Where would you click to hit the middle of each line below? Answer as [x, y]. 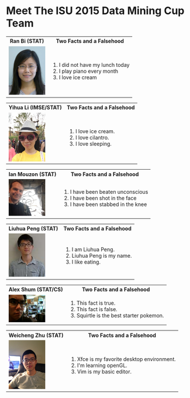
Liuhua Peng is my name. [102, 256]
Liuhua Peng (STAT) [33, 229]
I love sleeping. [94, 144]
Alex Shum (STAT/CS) [36, 289]
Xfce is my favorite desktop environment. [126, 359]
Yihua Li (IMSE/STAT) [35, 107]
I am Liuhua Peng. [93, 249]
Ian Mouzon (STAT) [32, 174]
